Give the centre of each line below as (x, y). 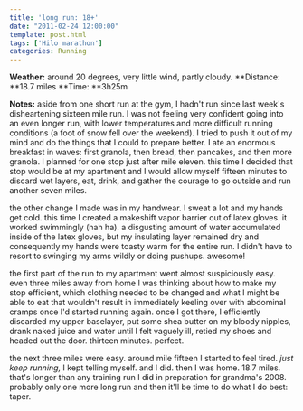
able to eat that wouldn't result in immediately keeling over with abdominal (148, 303)
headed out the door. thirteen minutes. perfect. (97, 341)
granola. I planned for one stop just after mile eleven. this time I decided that (151, 162)
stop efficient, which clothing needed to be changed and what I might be (145, 293)
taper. (20, 397)
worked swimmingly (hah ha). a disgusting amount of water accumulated (145, 228)
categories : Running (48, 51)
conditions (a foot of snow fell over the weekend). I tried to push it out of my (151, 133)
